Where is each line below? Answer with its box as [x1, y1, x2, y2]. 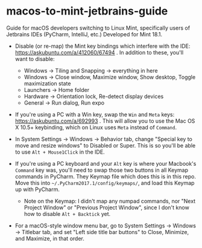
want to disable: [14, 55, 55, 62]
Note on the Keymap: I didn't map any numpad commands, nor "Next [24, 197, 196, 204]
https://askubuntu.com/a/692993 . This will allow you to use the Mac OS [14, 117, 195, 125]
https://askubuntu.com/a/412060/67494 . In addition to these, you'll [14, 48, 184, 56]
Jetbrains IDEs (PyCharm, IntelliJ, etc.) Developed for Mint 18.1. [6, 30, 163, 38]
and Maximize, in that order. [14, 235, 84, 242]
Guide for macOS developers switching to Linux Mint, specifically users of [6, 24, 191, 31]
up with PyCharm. [14, 186, 60, 193]
